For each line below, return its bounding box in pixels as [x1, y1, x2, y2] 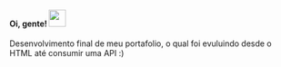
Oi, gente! [9, 18, 48, 29]
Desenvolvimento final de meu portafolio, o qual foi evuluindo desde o [9, 38, 273, 49]
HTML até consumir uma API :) [9, 48, 125, 59]
